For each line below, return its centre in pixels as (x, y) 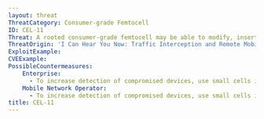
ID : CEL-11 (26, 30)
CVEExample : (27, 59)
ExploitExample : (35, 52)
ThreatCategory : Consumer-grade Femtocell (79, 23)
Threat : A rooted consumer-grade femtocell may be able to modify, (121, 37)
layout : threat (33, 15)
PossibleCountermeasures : (50, 67)
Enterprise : (42, 74)
